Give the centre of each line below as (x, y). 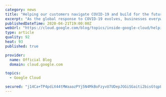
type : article (20, 32)
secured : (14, 87)
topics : (13, 73)
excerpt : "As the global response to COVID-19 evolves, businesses (76, 19)
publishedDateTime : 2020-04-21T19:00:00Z (48, 23)
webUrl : (13, 28)
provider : (15, 55)
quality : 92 (17, 37)
